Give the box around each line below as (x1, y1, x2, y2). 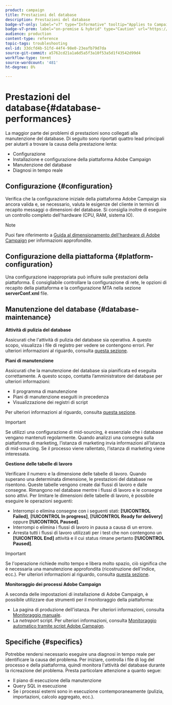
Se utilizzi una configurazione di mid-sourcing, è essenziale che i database (5, 429, 163, 435)
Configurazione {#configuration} (5, 182, 113, 191)
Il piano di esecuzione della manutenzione (12, 677, 101, 683)
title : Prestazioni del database (5, 12, 77, 17)
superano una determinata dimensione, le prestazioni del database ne (5, 476, 153, 482)
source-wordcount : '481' (5, 60, 58, 65)
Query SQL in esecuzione (12, 683, 67, 689)
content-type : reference (5, 36, 58, 42)
